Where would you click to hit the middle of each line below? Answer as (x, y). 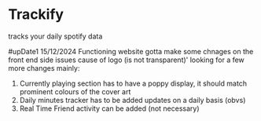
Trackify (36, 15)
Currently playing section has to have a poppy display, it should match (133, 83)
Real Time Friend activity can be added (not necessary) (109, 108)
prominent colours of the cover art (75, 91)
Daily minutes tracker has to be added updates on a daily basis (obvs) (132, 100)
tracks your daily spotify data (55, 36)
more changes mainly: (44, 68)
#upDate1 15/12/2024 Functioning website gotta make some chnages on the (131, 51)
